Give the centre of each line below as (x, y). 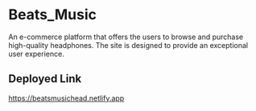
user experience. (36, 54)
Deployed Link (45, 79)
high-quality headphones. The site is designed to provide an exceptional (128, 45)
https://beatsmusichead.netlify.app (66, 98)
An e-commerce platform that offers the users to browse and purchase (126, 37)
